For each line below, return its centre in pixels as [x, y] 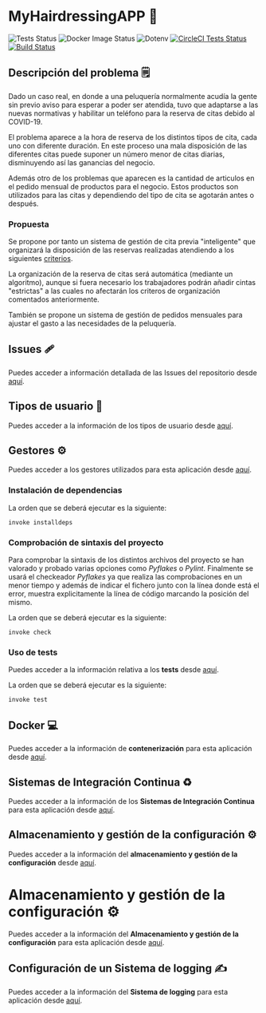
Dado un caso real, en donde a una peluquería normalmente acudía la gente [133, 96]
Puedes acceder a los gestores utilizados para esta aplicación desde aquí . [130, 469]
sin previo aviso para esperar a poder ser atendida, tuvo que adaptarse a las [133, 105]
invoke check [30, 633]
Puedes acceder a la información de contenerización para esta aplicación [130, 749]
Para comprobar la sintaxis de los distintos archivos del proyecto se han [126, 560]
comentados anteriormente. [54, 299]
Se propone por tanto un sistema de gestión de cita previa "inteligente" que [132, 242]
